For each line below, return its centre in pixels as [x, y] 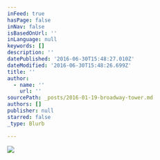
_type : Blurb [26, 123]
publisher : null [30, 111]
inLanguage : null [32, 40]
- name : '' [29, 85]
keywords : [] [26, 46]
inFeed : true [26, 14]
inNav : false [26, 26]
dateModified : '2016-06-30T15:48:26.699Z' [69, 65]
